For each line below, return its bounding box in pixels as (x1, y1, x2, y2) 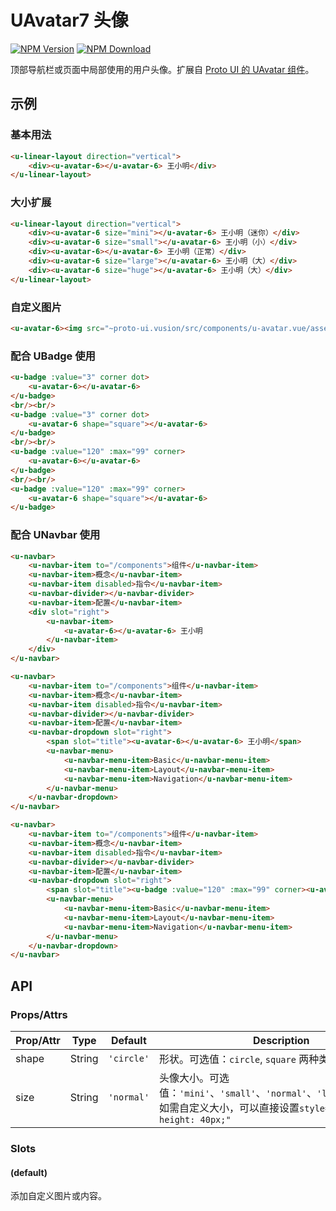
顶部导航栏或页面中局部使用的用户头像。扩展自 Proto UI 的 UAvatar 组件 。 (10, 63, 315, 75)
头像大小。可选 (159, 1071, 230, 1085)
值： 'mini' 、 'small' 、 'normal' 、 (159, 1086, 318, 1100)
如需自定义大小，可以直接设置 (159, 1101, 300, 1115)
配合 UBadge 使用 (10, 349, 96, 363)
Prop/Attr (15, 1034, 61, 1047)
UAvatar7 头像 (10, 9, 129, 32)
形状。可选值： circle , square (159, 1052, 297, 1066)
